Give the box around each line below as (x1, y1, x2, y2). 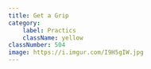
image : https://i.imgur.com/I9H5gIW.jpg (8, 48, 145, 56)
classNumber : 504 (8, 41, 66, 49)
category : (8, 19, 41, 27)
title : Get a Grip (8, 11, 69, 20)
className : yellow (22, 33, 83, 42)
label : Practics (22, 26, 77, 34)
